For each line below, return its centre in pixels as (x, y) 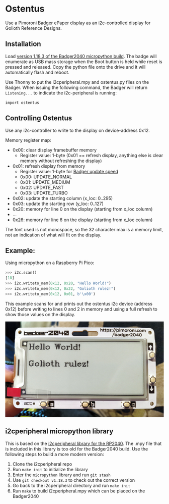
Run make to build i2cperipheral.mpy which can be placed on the (79, 491)
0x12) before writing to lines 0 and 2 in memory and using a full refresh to (81, 309)
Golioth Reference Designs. (33, 28)
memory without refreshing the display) (61, 161)
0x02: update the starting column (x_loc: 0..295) (63, 198)
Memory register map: (28, 140)
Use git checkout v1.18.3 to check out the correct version (73, 480)
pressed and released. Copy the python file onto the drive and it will (75, 67)
